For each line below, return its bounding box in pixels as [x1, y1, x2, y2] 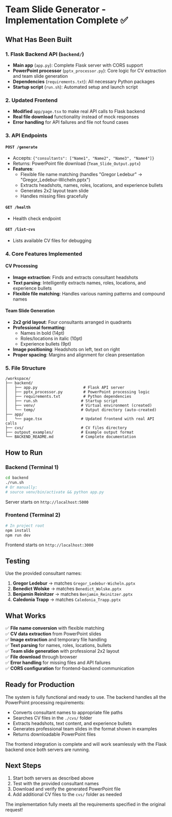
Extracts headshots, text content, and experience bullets [12, 720, 132, 726]
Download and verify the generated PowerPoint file [12, 786, 121, 792]
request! [5, 806, 23, 812]
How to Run [5, 448, 43, 457]
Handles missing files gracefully [20, 193, 88, 199]
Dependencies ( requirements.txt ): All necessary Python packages [12, 78, 155, 84]
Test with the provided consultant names [12, 780, 99, 786]
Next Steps [5, 761, 41, 770]
